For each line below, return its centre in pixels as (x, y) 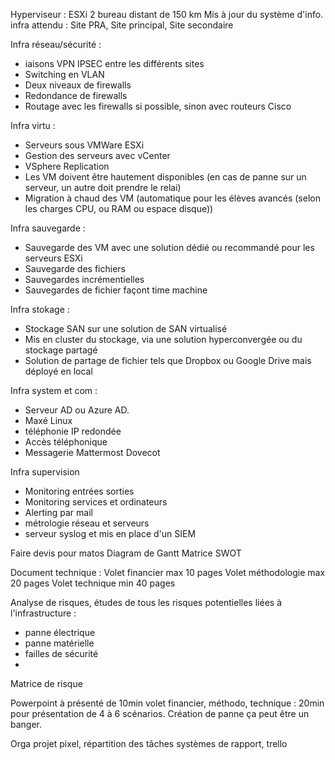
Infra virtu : (33, 125)
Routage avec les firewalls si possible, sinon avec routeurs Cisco (158, 106)
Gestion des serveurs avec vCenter (97, 155)
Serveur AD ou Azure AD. (77, 410)
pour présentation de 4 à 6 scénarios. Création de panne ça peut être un (160, 713)
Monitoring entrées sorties (79, 491)
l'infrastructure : (43, 613)
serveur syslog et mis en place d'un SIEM (110, 533)
